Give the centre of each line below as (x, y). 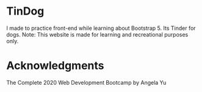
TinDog (25, 11)
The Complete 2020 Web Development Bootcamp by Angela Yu (86, 82)
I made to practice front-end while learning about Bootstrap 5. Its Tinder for (101, 28)
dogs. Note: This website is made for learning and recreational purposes (97, 34)
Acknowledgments (56, 66)
